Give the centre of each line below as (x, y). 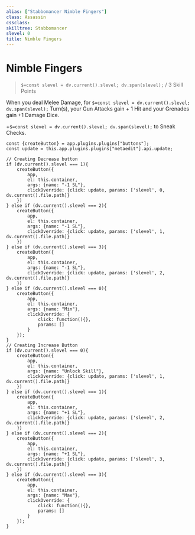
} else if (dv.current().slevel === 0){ (57, 288)
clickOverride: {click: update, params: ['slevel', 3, (96, 459)
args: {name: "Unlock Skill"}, (66, 371)
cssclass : (18, 22)
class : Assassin (26, 17)
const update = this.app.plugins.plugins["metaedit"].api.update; (90, 148)
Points (28, 91)
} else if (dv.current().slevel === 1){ (57, 392)
